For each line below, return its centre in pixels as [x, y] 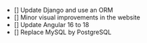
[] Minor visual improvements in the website [77, 17]
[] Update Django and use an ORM [63, 10]
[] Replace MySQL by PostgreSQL [63, 32]
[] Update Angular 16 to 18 [51, 25]
